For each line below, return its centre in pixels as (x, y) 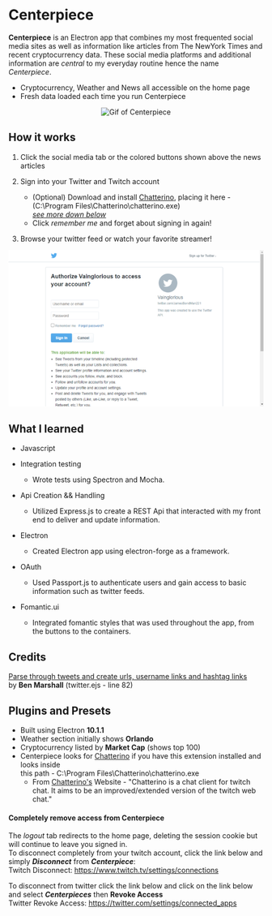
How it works (42, 138)
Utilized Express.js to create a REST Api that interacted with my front (147, 511)
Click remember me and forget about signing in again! (122, 223)
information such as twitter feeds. (88, 591)
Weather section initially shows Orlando (87, 739)
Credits (28, 657)
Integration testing (51, 464)
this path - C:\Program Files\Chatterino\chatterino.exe (110, 773)
